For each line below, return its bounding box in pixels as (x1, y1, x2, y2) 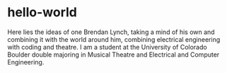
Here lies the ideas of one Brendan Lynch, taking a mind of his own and (7, 28, 215, 36)
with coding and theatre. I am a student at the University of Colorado (7, 43, 207, 51)
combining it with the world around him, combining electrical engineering (7, 35, 221, 43)
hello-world (7, 4, 78, 21)
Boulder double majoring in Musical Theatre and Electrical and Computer (7, 50, 220, 59)
